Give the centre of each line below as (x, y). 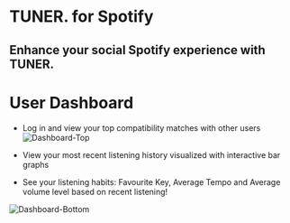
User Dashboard (72, 102)
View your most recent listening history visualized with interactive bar (151, 154)
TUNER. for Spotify (82, 17)
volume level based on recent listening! (95, 191)
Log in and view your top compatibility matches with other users (141, 127)
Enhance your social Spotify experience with (137, 50)
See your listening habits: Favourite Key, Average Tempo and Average (151, 181)
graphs (36, 164)
